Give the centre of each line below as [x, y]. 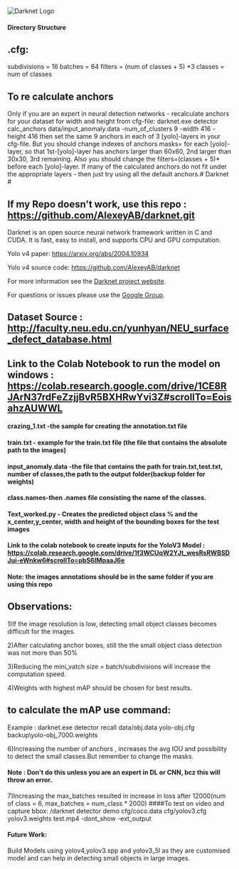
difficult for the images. [42, 631]
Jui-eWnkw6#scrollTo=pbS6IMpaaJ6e [66, 560]
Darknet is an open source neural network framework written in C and [110, 233]
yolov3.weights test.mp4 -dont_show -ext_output [79, 819]
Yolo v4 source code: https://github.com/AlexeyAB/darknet [94, 267]
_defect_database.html [60, 340]
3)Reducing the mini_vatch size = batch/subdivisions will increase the [109, 666]
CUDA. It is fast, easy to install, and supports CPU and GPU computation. [115, 240]
